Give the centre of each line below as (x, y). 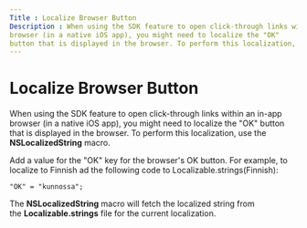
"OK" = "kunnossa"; (47, 187)
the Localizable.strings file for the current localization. (113, 213)
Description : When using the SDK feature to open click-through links (148, 26)
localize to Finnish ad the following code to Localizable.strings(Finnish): (144, 171)
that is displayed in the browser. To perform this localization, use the (138, 133)
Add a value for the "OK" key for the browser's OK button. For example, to (148, 161)
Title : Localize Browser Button (73, 18)
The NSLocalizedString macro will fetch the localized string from (132, 204)
